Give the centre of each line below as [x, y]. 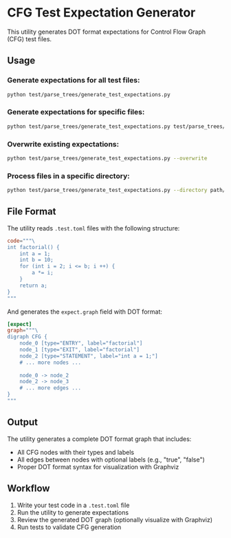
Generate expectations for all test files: [74, 80]
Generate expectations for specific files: [76, 112]
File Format [32, 212]
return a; [34, 286]
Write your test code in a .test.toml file [73, 505]
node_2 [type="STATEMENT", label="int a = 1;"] [89, 356]
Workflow [29, 489]
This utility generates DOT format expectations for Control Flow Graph [107, 32]
